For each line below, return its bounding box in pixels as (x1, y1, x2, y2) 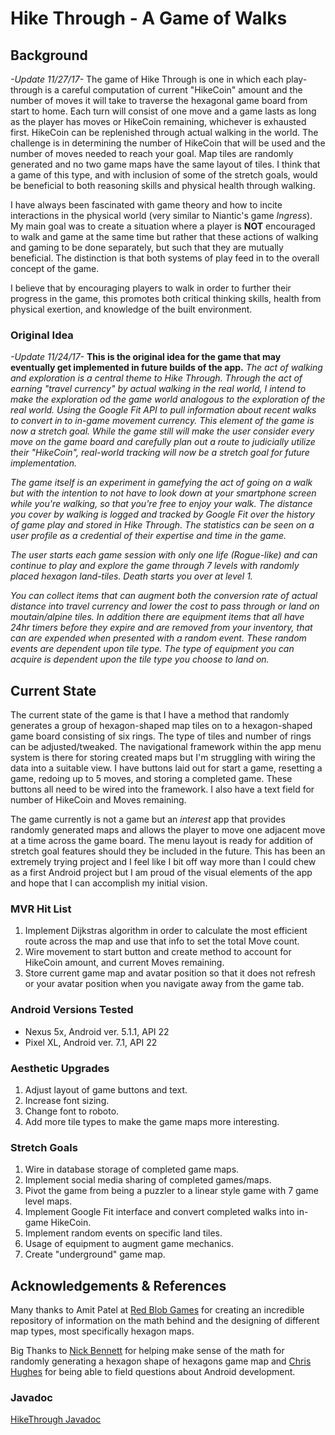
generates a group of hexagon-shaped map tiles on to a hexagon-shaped (10, 720, 313, 732)
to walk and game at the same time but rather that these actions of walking (10, 231, 319, 242)
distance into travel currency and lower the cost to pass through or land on (10, 600, 320, 612)
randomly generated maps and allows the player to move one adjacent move (10, 824, 326, 836)
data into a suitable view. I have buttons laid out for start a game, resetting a (10, 762, 323, 774)
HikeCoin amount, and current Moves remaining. (24, 957, 225, 969)
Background (10, 47, 88, 64)
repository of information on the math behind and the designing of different (10, 1315, 320, 1327)
